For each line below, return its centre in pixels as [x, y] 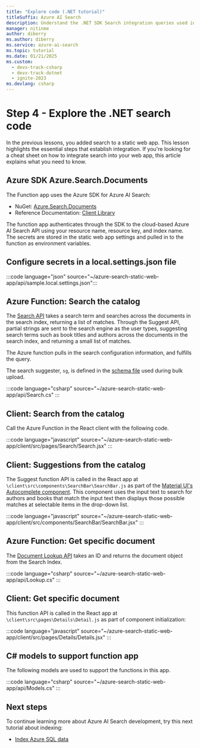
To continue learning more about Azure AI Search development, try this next [99, 721]
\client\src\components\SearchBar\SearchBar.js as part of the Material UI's [100, 485]
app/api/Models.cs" [30, 688]
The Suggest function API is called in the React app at [72, 479]
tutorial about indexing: [35, 728]
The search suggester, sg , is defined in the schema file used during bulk [95, 371]
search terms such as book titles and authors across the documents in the [97, 335]
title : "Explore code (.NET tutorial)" [56, 12]
